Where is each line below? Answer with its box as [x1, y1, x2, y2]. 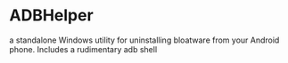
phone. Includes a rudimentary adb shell [9, 43, 158, 54]
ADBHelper [9, 5, 94, 26]
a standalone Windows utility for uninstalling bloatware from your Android [9, 35, 280, 45]
